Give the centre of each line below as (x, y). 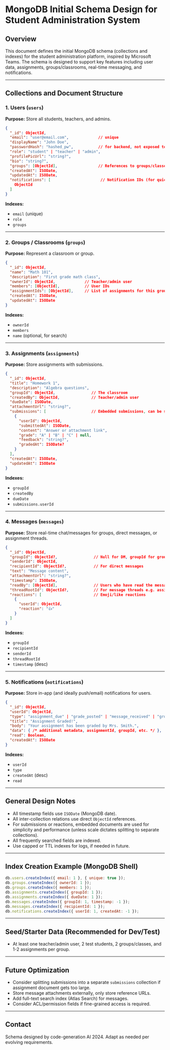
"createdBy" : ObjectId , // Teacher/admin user (74, 397)
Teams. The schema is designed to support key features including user (79, 62)
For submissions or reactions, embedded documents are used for (81, 824)
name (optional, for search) (40, 335)
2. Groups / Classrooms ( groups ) (45, 242)
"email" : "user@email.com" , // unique (64, 138)
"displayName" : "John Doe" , (39, 142)
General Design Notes (40, 801)
